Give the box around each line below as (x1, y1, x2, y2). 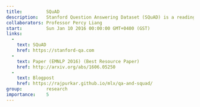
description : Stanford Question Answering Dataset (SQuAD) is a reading (6, 14, 196, 20)
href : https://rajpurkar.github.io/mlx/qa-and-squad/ (17, 81, 153, 87)
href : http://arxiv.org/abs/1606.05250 (17, 64, 116, 70)
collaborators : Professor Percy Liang (6, 20, 102, 26)
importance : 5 (6, 92, 49, 97)
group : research (6, 86, 68, 92)
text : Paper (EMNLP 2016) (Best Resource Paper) (17, 58, 140, 64)
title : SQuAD (6, 8, 60, 15)
